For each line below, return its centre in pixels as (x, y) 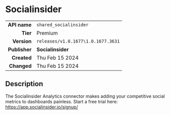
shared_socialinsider (62, 25)
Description (24, 84)
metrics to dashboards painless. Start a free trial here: (62, 101)
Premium (47, 33)
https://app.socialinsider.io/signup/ (42, 107)
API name (20, 25)
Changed (20, 66)
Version (22, 41)
